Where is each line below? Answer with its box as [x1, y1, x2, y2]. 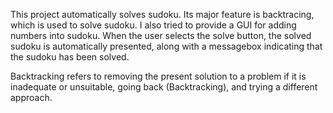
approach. [10, 92, 53, 103]
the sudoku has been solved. [10, 51, 130, 63]
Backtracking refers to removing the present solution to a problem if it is [10, 70, 307, 82]
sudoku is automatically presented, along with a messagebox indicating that [10, 40, 323, 52]
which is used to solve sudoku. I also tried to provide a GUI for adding [10, 19, 297, 31]
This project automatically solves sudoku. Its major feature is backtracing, [10, 9, 315, 20]
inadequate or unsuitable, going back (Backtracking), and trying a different [10, 81, 318, 93]
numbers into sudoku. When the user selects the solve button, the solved [10, 30, 312, 41]
